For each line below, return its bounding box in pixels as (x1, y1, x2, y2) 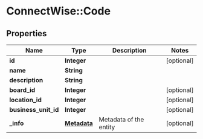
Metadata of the (98, 115, 144, 123)
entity (98, 123, 115, 131)
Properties (6, 28, 47, 39)
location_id (9, 95, 42, 104)
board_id (9, 86, 36, 94)
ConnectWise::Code (6, 4, 111, 18)
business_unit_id (9, 106, 59, 114)
